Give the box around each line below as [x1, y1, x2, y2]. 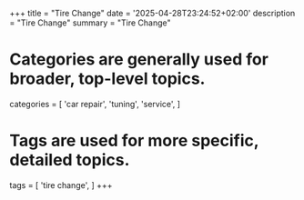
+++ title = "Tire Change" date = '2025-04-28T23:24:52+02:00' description [9, 8, 296, 18]
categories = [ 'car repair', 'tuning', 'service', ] [9, 98, 180, 109]
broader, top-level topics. [9, 68, 206, 89]
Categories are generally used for [9, 49, 269, 70]
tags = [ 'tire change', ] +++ [9, 179, 113, 190]
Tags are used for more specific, [9, 131, 259, 151]
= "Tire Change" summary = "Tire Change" [9, 17, 171, 28]
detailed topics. [9, 150, 130, 171]
